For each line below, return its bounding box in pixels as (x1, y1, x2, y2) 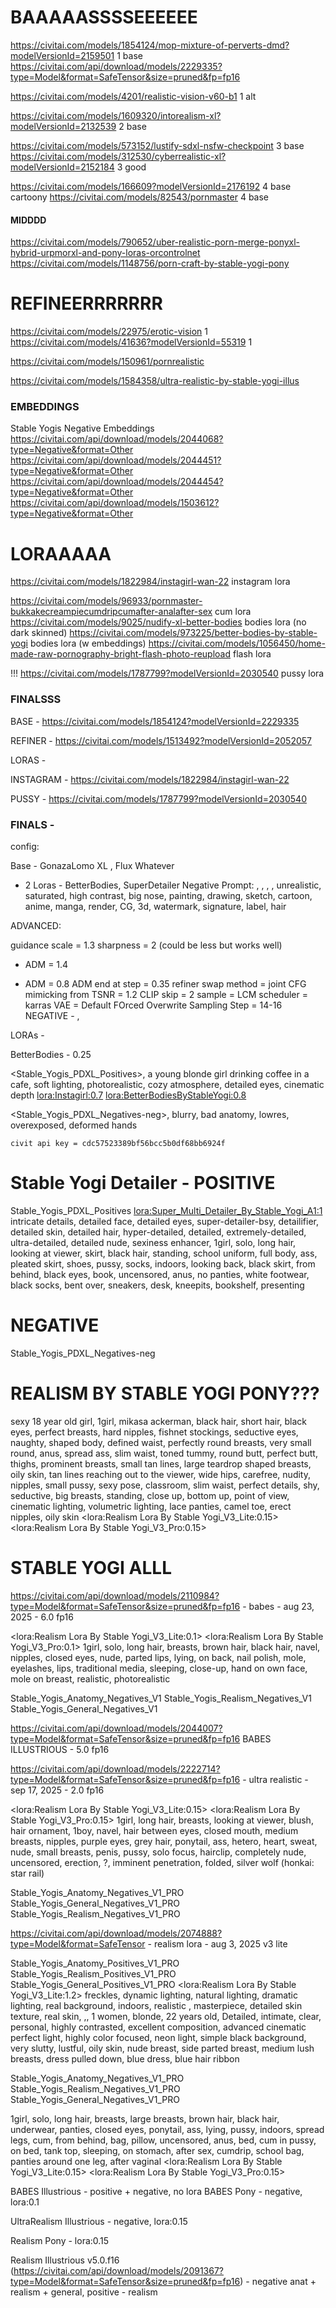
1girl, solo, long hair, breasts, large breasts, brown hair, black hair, (10, 2112, 280, 2125)
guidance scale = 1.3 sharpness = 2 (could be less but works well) (10, 939, 283, 951)
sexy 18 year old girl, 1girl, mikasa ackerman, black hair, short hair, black (10, 1415, 308, 1427)
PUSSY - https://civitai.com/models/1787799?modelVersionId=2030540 (10, 792, 307, 805)
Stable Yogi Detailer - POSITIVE (10, 1172, 276, 1195)
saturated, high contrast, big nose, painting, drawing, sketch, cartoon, (24, 889, 313, 901)
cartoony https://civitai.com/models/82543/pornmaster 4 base (10, 191, 270, 203)
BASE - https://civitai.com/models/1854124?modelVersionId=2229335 (10, 715, 300, 727)
